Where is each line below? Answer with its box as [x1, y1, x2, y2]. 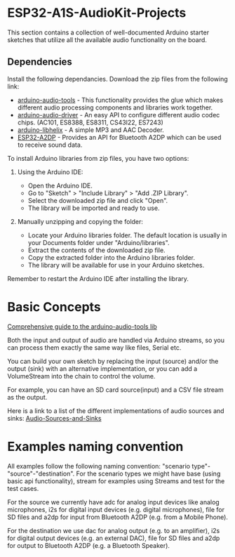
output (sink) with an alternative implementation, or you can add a [7, 364, 198, 373]
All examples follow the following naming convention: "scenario [7, 461, 191, 470]
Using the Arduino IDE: [17, 167, 83, 176]
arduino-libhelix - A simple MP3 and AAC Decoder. [17, 125, 165, 134]
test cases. [7, 484, 39, 492]
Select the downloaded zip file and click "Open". [27, 196, 168, 204]
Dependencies [7, 56, 72, 68]
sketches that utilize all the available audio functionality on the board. [7, 35, 207, 44]
